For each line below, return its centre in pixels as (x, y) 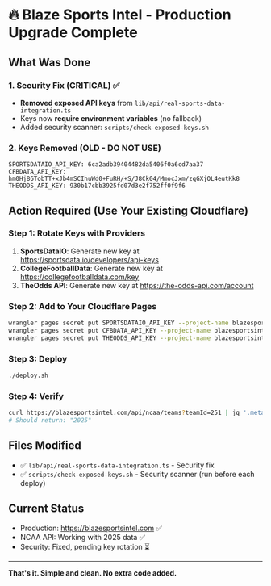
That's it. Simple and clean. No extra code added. (93, 573)
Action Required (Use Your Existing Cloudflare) (128, 210)
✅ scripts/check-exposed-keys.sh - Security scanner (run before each (138, 474)
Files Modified (45, 446)
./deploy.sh (28, 376)
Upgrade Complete (73, 33)
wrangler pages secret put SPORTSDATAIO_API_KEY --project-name (119, 323)
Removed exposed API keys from (76, 103)
